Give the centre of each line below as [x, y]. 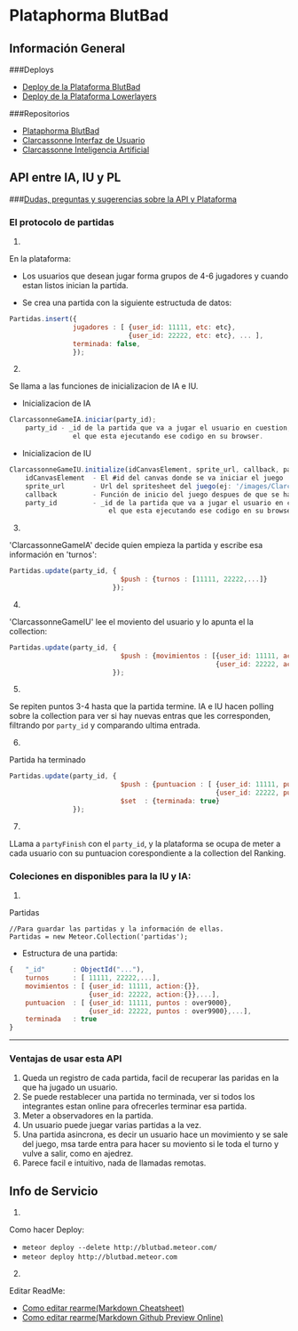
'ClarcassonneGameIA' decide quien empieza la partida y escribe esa [136, 545]
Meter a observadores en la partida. [87, 1116]
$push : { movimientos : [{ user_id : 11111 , [200, 656]
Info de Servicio [54, 1191]
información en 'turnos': [53, 555]
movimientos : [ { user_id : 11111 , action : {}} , [113, 986]
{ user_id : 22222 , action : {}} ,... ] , [154, 994]
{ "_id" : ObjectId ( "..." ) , [77, 970]
